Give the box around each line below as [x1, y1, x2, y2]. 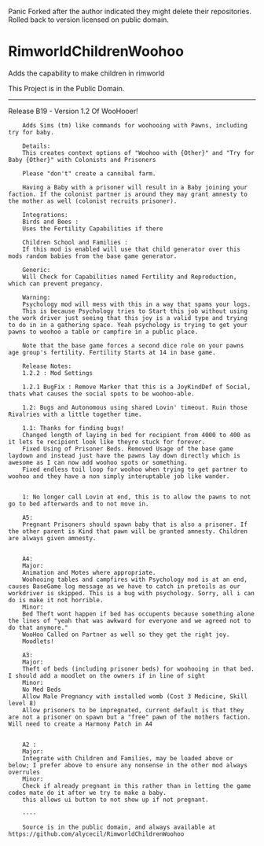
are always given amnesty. [8, 534, 97, 542]
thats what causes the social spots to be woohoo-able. [8, 389, 195, 398]
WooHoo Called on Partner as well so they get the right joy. [22, 631, 230, 638]
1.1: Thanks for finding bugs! [22, 424, 125, 432]
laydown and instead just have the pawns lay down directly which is [8, 451, 241, 459]
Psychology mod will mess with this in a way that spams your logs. [22, 300, 251, 308]
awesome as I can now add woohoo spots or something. [8, 458, 189, 466]
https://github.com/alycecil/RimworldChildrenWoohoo [8, 829, 185, 838]
